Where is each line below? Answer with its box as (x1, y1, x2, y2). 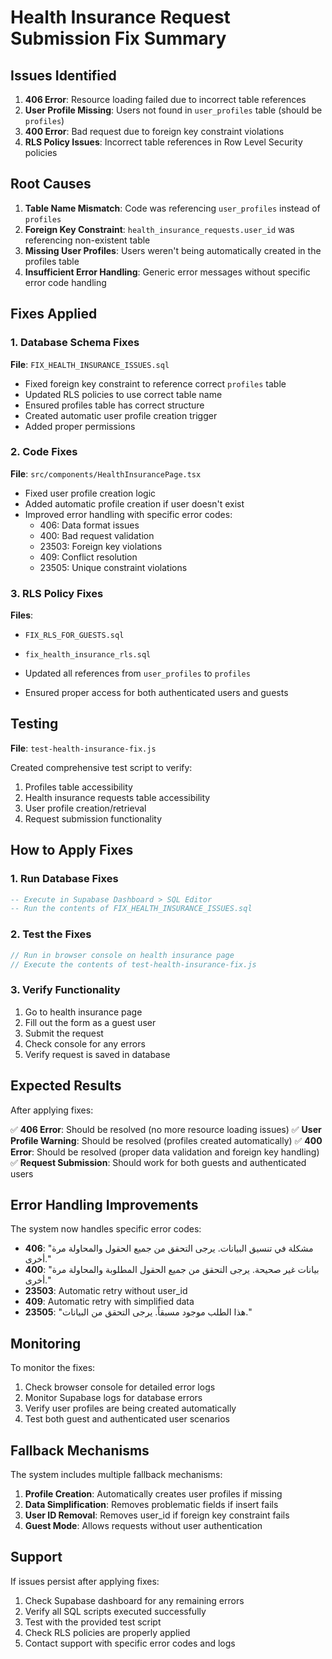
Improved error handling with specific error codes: (24, 508, 233, 520)
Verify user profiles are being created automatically (24, 1402, 237, 1415)
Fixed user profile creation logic (24, 487, 157, 499)
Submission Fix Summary (10, 27, 227, 50)
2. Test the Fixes (10, 927, 92, 941)
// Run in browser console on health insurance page (10, 950, 235, 960)
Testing (10, 716, 59, 733)
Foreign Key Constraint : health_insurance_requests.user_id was (24, 223, 295, 235)
